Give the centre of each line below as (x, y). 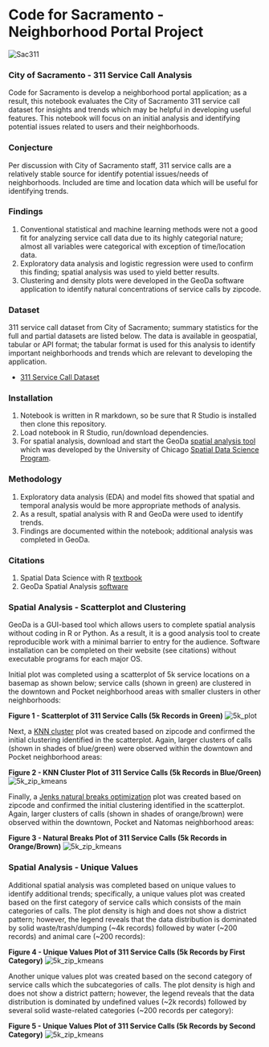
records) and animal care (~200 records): (77, 936)
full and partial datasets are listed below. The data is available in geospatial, (133, 336)
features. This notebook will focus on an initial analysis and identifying (124, 118)
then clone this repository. (63, 424)
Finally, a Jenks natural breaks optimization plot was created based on (125, 797)
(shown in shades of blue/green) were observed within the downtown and (130, 748)
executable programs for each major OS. (75, 659)
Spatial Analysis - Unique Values (73, 868)
